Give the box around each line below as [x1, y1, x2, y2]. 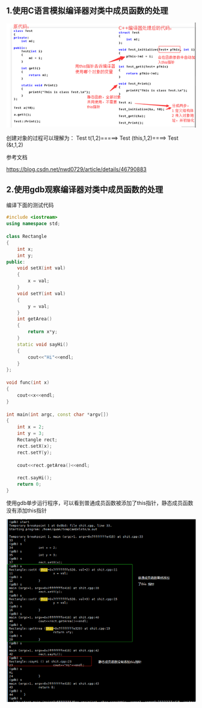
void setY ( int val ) [17, 290, 66, 296]
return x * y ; [28, 329, 58, 335]
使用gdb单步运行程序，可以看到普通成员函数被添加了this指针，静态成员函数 [6, 499, 194, 506]
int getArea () [17, 316, 52, 322]
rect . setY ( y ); [17, 450, 52, 456]
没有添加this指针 [6, 507, 47, 514]
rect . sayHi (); [17, 475, 52, 481]
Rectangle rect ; [17, 437, 58, 443]
